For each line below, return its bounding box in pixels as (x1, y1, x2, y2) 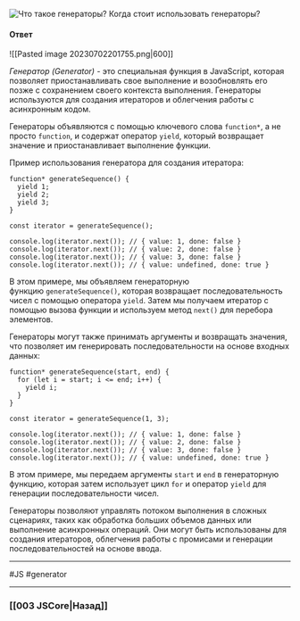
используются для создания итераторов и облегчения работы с (9, 95, 254, 105)
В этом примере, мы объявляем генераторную (9, 277, 190, 287)
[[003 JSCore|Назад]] (9, 600, 109, 612)
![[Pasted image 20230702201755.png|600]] (9, 49, 174, 60)
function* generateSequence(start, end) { (9, 368, 170, 377)
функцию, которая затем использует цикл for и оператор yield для (9, 478, 267, 490)
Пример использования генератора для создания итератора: (9, 157, 244, 169)
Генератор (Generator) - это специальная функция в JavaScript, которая (9, 66, 285, 77)
